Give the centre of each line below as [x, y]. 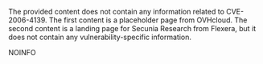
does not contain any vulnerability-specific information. [100, 37]
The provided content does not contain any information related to [117, 12]
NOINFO [22, 52]
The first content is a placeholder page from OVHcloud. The [148, 20]
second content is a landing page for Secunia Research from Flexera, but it [132, 28]
